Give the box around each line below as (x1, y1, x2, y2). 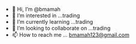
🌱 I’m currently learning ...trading (11, 18, 93, 25)
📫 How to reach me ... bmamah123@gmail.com (11, 32, 130, 38)
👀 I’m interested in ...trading (11, 12, 80, 19)
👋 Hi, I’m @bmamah (11, 6, 61, 12)
